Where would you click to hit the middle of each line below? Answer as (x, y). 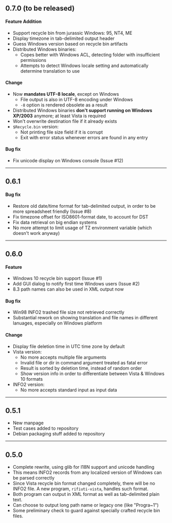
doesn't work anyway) (36, 233)
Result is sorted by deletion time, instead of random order (81, 368)
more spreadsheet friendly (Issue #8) (52, 211)
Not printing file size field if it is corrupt (62, 132)
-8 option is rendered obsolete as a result (64, 105)
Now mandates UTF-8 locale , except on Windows (66, 94)
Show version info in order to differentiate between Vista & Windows (92, 374)
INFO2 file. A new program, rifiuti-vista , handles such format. (80, 489)
